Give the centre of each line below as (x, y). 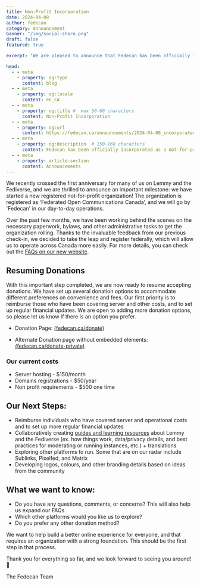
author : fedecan (26, 23)
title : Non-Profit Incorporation (48, 12)
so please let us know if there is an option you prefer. (71, 317)
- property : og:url (41, 128)
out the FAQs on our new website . (48, 252)
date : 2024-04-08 (28, 17)
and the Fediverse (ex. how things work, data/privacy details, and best (101, 439)
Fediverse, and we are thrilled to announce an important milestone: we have (99, 190)
